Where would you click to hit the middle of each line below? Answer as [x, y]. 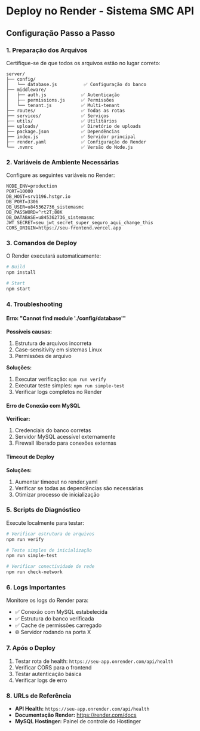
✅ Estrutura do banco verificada [54, 619]
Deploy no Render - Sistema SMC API [100, 11]
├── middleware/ [26, 90]
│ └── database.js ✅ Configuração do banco [76, 84]
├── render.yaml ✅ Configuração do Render [76, 142]
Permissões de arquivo [43, 356]
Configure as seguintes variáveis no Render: [61, 175]
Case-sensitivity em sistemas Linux [59, 350]
